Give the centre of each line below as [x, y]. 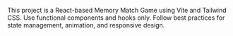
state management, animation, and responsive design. [86, 25]
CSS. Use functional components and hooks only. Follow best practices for [116, 18]
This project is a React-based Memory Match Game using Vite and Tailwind [117, 10]
